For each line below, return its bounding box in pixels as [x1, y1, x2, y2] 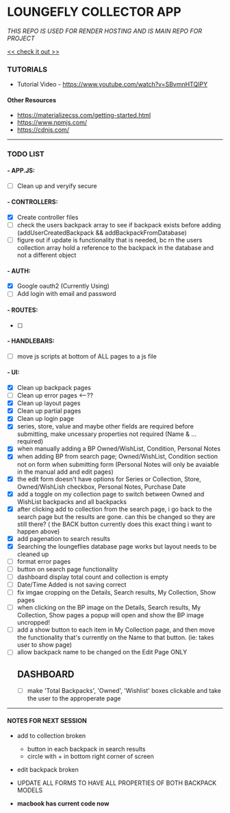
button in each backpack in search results [27, 745, 146, 753]
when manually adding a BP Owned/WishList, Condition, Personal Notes [16, 444, 221, 453]
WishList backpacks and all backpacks [16, 497, 127, 505]
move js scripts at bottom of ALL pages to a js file [16, 352, 157, 360]
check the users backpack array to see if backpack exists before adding [16, 220, 221, 229]
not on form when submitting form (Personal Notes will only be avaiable [16, 460, 220, 468]
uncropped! [16, 619, 50, 627]
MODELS [16, 786, 43, 794]
